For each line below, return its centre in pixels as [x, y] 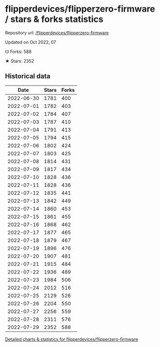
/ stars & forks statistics [54, 19]
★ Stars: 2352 [19, 61]
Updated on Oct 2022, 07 [31, 42]
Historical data [28, 76]
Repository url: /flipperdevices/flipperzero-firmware [57, 33]
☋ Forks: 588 [18, 52]
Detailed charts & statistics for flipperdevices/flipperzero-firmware [72, 339]
